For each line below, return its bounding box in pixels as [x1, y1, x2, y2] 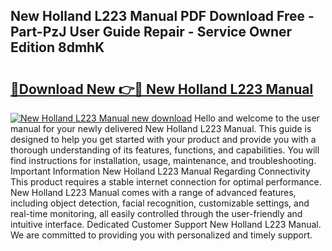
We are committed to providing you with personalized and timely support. [10, 229, 313, 241]
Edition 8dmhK [10, 39, 105, 56]
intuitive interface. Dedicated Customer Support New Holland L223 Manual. [10, 219, 322, 230]
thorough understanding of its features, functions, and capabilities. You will [10, 144, 320, 156]
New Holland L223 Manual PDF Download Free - [10, 8, 315, 25]
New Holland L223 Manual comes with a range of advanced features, [10, 187, 297, 198]
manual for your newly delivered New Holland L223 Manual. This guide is [10, 123, 312, 134]
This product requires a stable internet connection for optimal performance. [10, 176, 322, 188]
